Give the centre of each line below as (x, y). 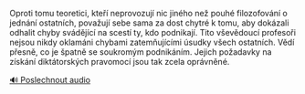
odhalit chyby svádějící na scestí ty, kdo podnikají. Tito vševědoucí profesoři (153, 32)
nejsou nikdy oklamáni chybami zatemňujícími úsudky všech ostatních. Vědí (152, 42)
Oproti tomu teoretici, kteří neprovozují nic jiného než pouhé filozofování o (148, 13)
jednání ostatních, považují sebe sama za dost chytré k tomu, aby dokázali (149, 23)
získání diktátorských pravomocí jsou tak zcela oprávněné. (120, 62)
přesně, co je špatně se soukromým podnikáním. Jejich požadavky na (141, 52)
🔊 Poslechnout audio (50, 80)
